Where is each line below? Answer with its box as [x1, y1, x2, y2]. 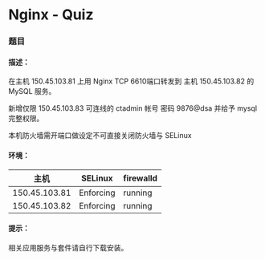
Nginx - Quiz [8, 6, 94, 24]
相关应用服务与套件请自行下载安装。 [8, 242, 128, 252]
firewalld [123, 173, 158, 184]
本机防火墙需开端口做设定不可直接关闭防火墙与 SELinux [8, 131, 192, 140]
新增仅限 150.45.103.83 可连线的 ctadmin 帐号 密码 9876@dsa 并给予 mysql [8, 104, 258, 113]
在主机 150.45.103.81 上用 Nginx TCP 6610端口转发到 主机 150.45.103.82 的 [8, 76, 255, 86]
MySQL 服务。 [8, 87, 56, 96]
